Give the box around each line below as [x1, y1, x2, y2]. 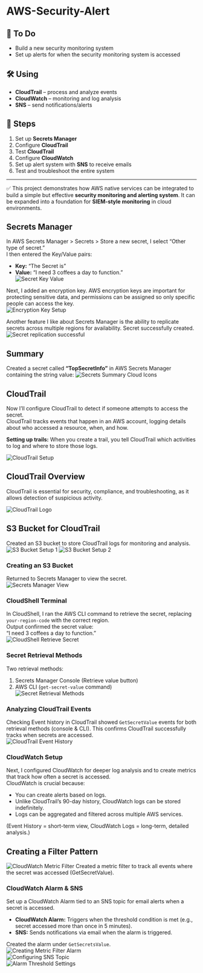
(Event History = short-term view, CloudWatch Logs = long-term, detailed [6, 823, 189, 830]
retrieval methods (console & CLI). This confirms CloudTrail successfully [6, 724, 186, 732]
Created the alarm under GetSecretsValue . [6, 941, 111, 948]
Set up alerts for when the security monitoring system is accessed [14, 51, 181, 58]
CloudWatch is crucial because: [6, 780, 85, 787]
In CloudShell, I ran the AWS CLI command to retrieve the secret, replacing [6, 610, 192, 618]
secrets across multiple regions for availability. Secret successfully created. [6, 324, 195, 332]
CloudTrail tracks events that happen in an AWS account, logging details [6, 418, 186, 425]
